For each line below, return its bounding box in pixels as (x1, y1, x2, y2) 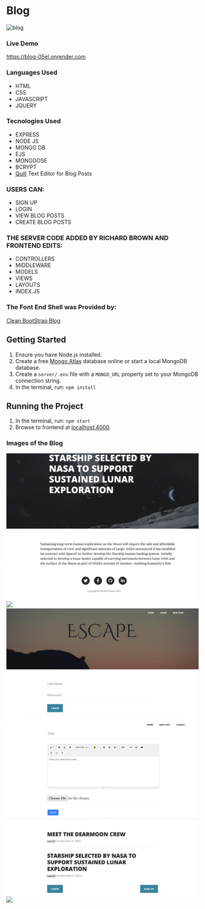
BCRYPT (15, 163, 37, 171)
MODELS (15, 268, 38, 276)
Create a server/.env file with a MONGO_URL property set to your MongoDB (15, 370, 198, 378)
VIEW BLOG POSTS (15, 212, 65, 219)
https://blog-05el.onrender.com (6, 53, 86, 61)
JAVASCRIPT (15, 95, 48, 103)
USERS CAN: (6, 185, 45, 193)
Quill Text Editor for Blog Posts (15, 169, 92, 177)
